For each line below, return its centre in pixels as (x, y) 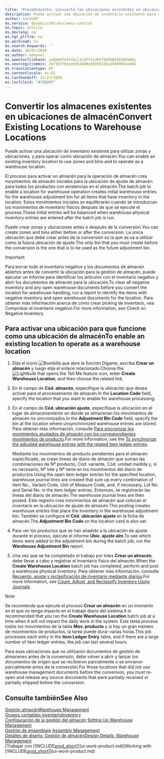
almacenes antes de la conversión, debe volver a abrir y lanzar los (72, 656)
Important (15, 257)
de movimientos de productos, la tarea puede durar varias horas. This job (78, 632)
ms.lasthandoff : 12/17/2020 (34, 78)
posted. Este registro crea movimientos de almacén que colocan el (79, 500)
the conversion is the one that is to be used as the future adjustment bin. (78, 247)
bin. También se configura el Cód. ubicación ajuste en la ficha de (78, 516)
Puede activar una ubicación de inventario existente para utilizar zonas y (78, 151)
